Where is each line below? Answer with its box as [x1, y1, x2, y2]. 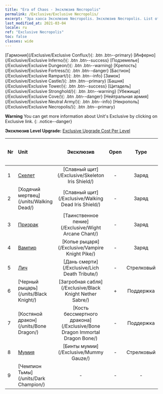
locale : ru [5, 25, 27, 30]
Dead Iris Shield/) [61, 201, 101, 208]
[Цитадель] [108, 83, 131, 89]
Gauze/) [71, 355, 90, 361]
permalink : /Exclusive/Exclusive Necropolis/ [5, 12, 98, 17]
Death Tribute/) [63, 270, 98, 277]
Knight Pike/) [66, 250, 96, 257]
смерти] [78, 258, 98, 265]
